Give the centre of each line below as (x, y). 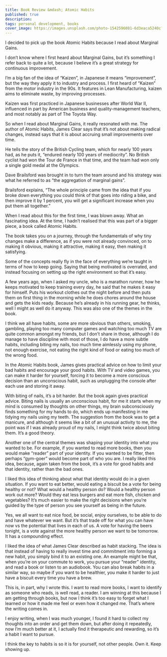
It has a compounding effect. (35, 536)
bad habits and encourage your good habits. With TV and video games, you (83, 370)
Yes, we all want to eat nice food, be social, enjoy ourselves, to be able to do (83, 515)
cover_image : (19, 28)
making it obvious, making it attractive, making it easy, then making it (76, 247)
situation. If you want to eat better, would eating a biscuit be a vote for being (83, 484)
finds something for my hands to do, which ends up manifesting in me (77, 412)
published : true (22, 14)
